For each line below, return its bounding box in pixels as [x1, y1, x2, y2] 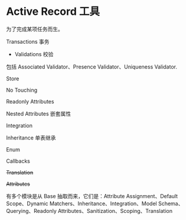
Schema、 [158, 200, 184, 207]
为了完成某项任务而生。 [6, 25, 63, 33]
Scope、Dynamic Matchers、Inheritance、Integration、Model [6, 200, 158, 207]
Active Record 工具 [6, 5, 100, 18]
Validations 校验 [14, 50, 54, 57]
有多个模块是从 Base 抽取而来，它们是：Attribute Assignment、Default [6, 192, 178, 199]
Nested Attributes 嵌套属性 [6, 110, 71, 117]
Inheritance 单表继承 [6, 134, 56, 141]
